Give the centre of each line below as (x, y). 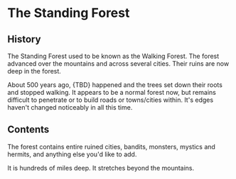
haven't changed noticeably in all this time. (70, 107)
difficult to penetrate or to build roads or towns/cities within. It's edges (111, 100)
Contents (28, 130)
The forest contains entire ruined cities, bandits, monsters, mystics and (111, 146)
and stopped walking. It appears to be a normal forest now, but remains (112, 92)
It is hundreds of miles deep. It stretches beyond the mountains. (101, 168)
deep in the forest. (34, 71)
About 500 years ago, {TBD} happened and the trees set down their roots (115, 85)
